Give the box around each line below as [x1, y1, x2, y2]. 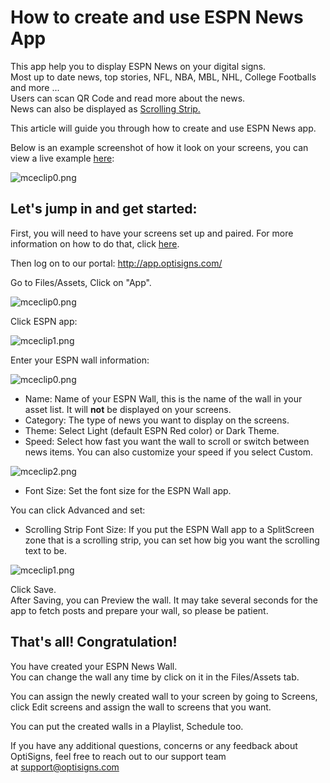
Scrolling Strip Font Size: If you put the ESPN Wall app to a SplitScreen [24, 523, 315, 535]
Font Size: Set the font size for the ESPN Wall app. [24, 484, 232, 496]
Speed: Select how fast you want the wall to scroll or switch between [24, 435, 310, 447]
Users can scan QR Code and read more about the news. [10, 92, 246, 104]
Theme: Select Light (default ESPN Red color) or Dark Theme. [24, 424, 280, 436]
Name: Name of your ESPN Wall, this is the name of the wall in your [24, 392, 303, 405]
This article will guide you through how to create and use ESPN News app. [10, 122, 317, 134]
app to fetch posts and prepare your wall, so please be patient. [10, 604, 269, 616]
